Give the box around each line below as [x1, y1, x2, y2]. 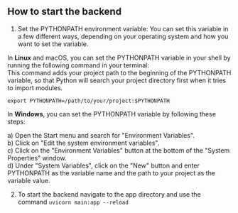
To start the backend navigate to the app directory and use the [17, 190, 201, 198]
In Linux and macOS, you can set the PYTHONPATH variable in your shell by [7, 53, 231, 62]
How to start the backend [7, 6, 122, 18]
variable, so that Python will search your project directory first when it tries [7, 76, 226, 84]
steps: [7, 117, 26, 126]
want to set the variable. [17, 39, 89, 48]
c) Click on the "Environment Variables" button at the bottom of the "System [7, 146, 230, 155]
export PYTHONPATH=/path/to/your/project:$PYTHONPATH [7, 97, 171, 104]
